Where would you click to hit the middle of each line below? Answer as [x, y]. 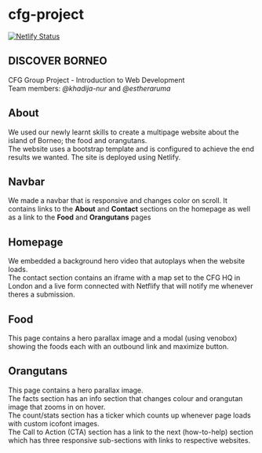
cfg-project [46, 15]
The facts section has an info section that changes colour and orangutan [126, 398]
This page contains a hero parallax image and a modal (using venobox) [123, 338]
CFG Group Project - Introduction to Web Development [96, 79]
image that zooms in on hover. [57, 407]
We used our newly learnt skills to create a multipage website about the [124, 132]
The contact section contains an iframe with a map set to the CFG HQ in [124, 278]
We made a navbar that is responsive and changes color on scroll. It [118, 201]
